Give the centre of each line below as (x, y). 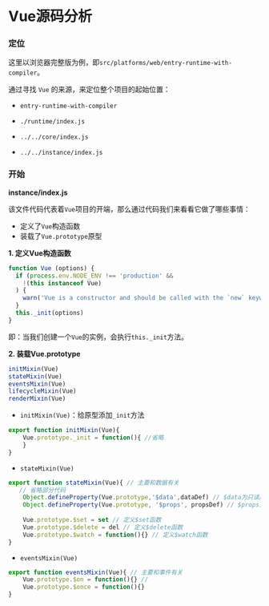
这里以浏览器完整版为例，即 (54, 63)
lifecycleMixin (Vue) (43, 391)
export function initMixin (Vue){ (64, 430)
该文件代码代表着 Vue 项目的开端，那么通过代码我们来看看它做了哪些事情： (129, 208)
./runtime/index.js (52, 122)
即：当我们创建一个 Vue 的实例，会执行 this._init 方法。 (98, 337)
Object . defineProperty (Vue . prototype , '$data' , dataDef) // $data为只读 (141, 498)
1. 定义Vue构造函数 (40, 252)
